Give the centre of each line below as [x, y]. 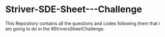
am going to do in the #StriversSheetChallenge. [55, 28]
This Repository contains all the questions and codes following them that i [83, 23]
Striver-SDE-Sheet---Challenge [74, 9]
